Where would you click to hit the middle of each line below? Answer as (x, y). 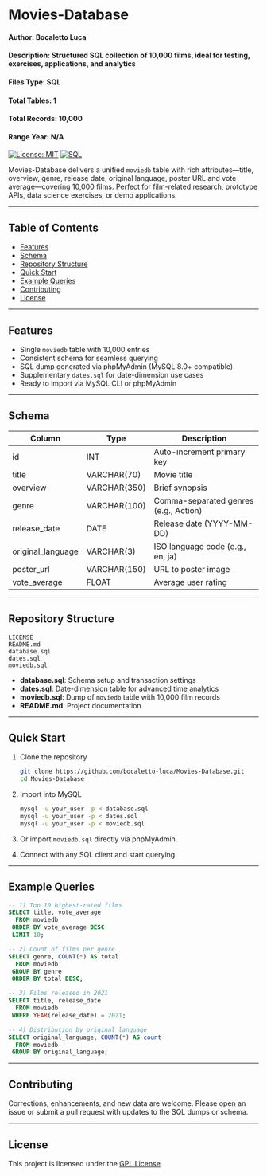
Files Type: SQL (35, 82)
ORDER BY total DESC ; (47, 979)
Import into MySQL (50, 794)
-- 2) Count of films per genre (62, 949)
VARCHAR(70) (114, 474)
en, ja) (165, 556)
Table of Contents (54, 227)
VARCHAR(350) (116, 488)
